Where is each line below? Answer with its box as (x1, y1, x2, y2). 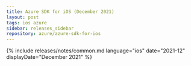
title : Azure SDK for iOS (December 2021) (6, 8, 114, 15)
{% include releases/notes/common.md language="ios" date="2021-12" (6, 47, 186, 54)
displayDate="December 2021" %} (6, 54, 92, 61)
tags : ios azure (6, 20, 47, 26)
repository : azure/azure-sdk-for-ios (6, 31, 101, 37)
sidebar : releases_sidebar (6, 25, 74, 32)
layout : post (6, 14, 39, 20)
